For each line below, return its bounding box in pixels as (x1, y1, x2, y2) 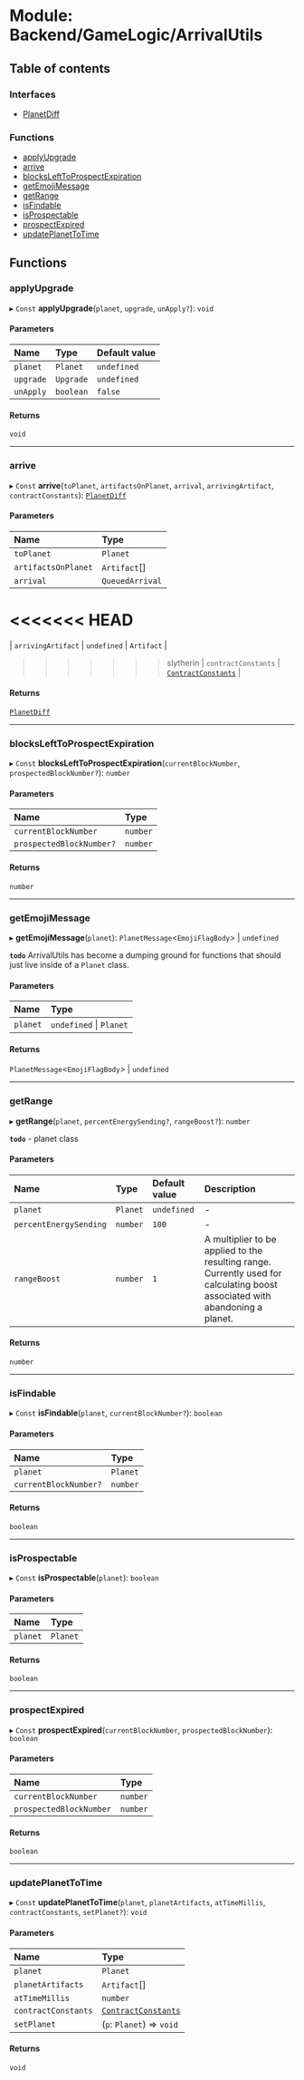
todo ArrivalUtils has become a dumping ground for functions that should (9, 949, 281, 961)
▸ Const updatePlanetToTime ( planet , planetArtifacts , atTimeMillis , (9, 1897, 266, 1908)
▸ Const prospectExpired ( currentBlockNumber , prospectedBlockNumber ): (9, 1724, 273, 1736)
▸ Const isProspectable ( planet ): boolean (9, 1572, 160, 1583)
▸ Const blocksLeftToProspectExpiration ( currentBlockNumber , (9, 758, 241, 769)
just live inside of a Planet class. (9, 959, 129, 970)
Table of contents (9, 61, 110, 76)
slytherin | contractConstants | (166, 657, 280, 668)
